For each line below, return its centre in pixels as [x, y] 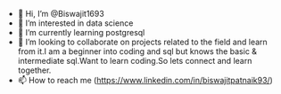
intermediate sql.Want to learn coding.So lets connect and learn [135, 61]
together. [34, 70]
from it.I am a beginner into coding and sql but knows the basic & [137, 51]
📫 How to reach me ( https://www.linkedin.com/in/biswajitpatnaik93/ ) [145, 80]
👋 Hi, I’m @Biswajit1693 [61, 14]
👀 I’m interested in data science [75, 23]
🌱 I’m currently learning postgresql [81, 32]
